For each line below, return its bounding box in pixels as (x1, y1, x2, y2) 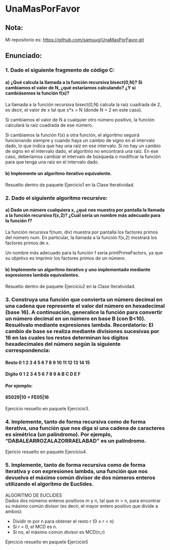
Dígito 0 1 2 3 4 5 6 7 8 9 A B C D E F (5, 371, 81, 377)
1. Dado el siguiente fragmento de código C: (5, 67, 115, 74)
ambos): (5, 508, 23, 514)
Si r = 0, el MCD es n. (12, 524, 57, 530)
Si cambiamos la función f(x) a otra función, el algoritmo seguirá (5, 132, 140, 138)
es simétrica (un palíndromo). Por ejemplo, (5, 431, 113, 438)
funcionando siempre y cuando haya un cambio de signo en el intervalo (5, 137, 155, 143)
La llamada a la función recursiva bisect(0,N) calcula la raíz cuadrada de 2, (5, 101, 161, 107)
